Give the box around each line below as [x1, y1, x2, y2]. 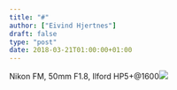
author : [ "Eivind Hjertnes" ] [9, 21, 117, 30]
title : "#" [9, 12, 50, 22]
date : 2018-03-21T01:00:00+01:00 [9, 46, 133, 55]
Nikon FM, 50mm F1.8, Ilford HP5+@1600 [9, 71, 159, 82]
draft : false [9, 29, 58, 38]
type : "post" [9, 37, 58, 47]
